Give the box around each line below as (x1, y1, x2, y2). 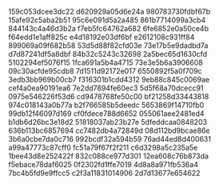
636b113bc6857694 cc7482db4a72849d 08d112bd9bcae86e (8, 126, 210, 135)
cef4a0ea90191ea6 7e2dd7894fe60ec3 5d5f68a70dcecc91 (8, 83, 204, 93)
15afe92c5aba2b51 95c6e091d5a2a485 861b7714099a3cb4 (8, 15, 206, 25)
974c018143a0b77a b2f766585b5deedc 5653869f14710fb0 (8, 100, 205, 110)
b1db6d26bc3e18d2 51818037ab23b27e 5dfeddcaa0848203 (8, 118, 208, 126)
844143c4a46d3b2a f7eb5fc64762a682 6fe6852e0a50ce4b (8, 24, 209, 33)
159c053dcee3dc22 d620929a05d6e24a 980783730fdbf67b (8, 7, 211, 16)
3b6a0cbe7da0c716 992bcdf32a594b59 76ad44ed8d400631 (8, 134, 212, 143)
